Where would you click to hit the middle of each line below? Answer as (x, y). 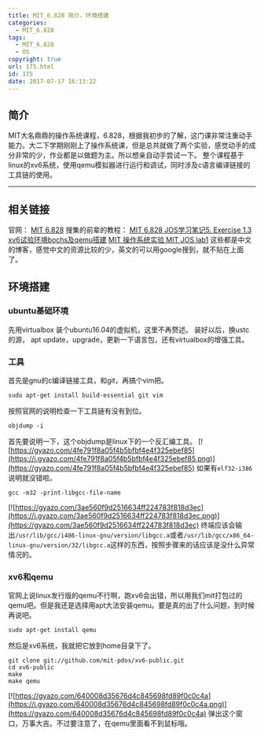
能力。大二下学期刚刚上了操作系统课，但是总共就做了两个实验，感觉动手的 (128, 146)
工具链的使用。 (32, 175)
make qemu (24, 682)
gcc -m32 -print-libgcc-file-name (65, 493)
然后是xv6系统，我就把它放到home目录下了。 (82, 645)
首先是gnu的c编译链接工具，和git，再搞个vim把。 (88, 381)
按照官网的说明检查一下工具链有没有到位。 (77, 411)
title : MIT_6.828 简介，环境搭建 (59, 15)
